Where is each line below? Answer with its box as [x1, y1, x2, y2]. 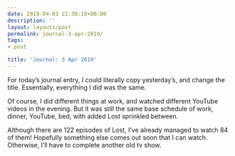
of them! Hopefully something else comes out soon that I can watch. [7, 133, 208, 142]
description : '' [7, 17, 56, 24]
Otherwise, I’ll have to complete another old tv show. [7, 140, 162, 149]
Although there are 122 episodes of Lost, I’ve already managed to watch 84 [7, 126, 229, 134]
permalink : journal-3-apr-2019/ [7, 30, 103, 38]
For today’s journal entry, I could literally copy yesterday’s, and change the [7, 75, 226, 84]
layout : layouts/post [7, 23, 72, 30]
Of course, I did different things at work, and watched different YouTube [7, 96, 219, 105]
